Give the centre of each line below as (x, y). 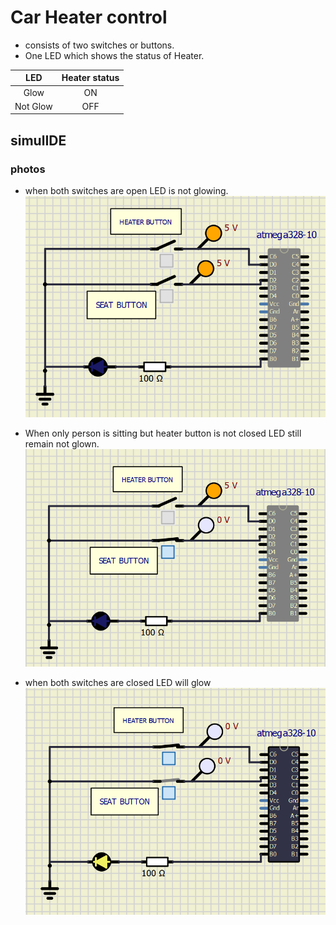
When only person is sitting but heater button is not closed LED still (163, 433)
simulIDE (38, 140)
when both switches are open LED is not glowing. (126, 191)
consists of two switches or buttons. (99, 45)
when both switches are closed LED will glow (118, 682)
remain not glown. (62, 443)
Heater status (90, 78)
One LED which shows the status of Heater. (114, 55)
